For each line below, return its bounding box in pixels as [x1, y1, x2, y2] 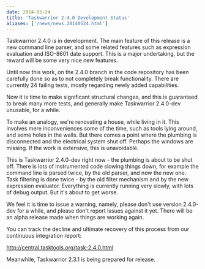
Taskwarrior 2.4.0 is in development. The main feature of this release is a [6, 37, 190, 45]
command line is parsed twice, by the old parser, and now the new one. [6, 169, 187, 176]
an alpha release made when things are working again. [6, 214, 144, 221]
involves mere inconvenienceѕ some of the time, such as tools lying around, [6, 125, 198, 132]
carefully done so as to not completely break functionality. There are [6, 75, 179, 83]
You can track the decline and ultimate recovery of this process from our [6, 225, 190, 233]
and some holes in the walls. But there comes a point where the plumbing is [6, 131, 197, 138]
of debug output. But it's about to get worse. [6, 189, 118, 196]
